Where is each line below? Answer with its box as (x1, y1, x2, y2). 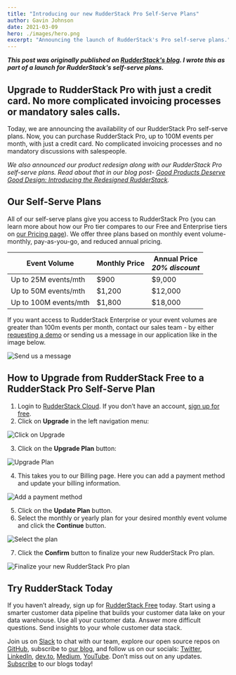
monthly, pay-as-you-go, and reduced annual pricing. (7, 237, 163, 245)
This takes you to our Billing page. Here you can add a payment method (17, 471, 225, 480)
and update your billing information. (17, 478, 121, 487)
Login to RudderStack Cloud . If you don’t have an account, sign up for (17, 402, 220, 410)
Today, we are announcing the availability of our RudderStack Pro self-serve (7, 124, 228, 132)
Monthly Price (96, 258, 145, 268)
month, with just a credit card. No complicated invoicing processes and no (7, 139, 223, 148)
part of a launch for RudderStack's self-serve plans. (7, 63, 164, 72)
